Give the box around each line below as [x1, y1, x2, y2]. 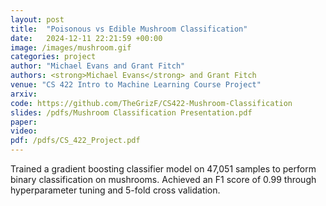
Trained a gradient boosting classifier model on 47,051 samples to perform [10, 163, 317, 175]
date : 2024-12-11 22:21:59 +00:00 [10, 33, 163, 43]
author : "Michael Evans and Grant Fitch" [10, 61, 186, 71]
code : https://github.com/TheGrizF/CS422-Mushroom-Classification [10, 98, 293, 108]
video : [10, 126, 38, 136]
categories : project [10, 52, 97, 62]
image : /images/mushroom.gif [10, 42, 132, 53]
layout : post [10, 14, 65, 25]
